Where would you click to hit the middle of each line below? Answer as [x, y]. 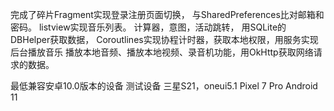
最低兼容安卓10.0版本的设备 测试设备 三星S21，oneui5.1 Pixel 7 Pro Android [164, 86]
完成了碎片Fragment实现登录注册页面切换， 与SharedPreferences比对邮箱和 [167, 14]
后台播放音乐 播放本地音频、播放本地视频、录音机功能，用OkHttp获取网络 [162, 52]
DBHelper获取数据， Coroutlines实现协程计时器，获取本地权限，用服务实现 [164, 39]
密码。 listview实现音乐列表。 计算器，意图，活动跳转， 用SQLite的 [148, 27]
